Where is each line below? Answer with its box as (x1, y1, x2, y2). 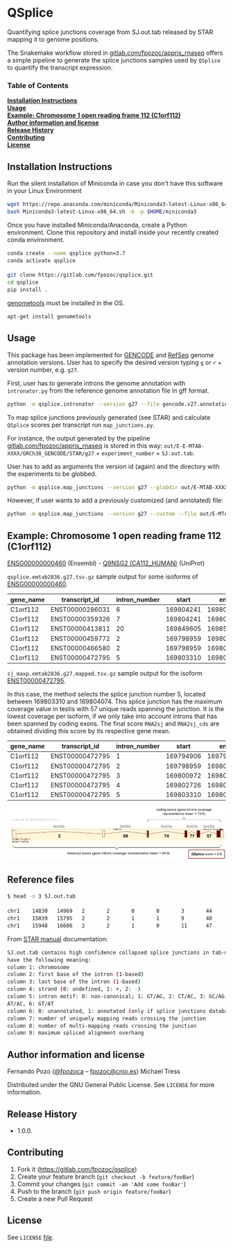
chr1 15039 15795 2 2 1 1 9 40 (7, 915, 213, 922)
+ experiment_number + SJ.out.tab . (96, 449, 196, 457)
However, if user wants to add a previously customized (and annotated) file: (7, 496, 224, 504)
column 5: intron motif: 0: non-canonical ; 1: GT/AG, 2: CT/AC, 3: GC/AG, (7, 993, 228, 1000)
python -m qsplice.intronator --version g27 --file (7, 400, 159, 407)
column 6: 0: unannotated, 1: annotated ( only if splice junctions (7, 1007, 207, 1014)
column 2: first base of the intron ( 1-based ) (7, 971, 144, 978)
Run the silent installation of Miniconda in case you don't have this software (7, 179, 223, 188)
